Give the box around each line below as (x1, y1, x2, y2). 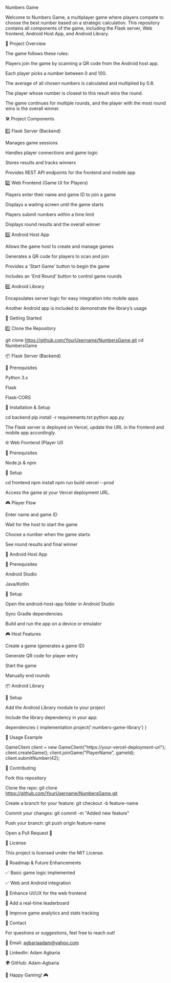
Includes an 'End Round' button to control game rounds (5, 273, 122, 279)
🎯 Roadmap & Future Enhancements (5, 860, 81, 866)
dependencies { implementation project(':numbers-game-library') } (5, 724, 147, 730)
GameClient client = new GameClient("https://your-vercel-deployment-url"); (5, 744, 166, 750)
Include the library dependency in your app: (5, 714, 98, 720)
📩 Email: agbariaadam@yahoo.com (5, 939, 79, 946)
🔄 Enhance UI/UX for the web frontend (5, 890, 87, 896)
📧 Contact (5, 920, 27, 926)
